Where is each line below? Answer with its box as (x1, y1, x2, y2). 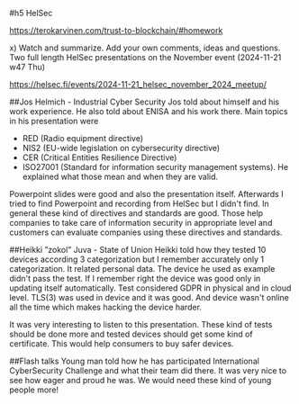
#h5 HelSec (9, 8, 53, 18)
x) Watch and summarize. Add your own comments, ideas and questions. (9, 42, 281, 53)
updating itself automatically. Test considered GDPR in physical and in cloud (9, 283, 292, 293)
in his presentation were (9, 116, 99, 126)
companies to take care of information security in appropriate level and (9, 218, 273, 228)
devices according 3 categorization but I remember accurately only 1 (9, 254, 265, 265)
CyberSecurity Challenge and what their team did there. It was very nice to (9, 365, 286, 376)
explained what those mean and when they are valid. (22, 171, 219, 182)
